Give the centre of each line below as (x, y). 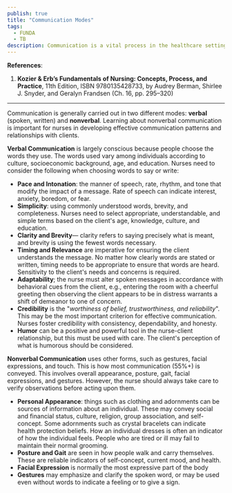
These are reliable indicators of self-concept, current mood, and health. (119, 460)
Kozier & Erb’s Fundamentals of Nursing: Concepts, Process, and (112, 79)
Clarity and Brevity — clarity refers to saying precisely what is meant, (116, 235)
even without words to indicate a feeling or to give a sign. (99, 482)
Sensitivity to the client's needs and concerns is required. (99, 272)
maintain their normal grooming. (62, 445)
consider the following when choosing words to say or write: (93, 171)
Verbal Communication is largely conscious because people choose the (110, 148)
